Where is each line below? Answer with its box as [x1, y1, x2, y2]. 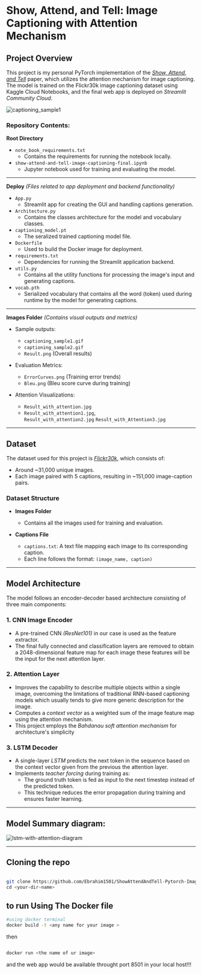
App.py [14, 196, 32, 202]
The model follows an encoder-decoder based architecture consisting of [6, 594, 186, 601]
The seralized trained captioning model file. [23, 233, 132, 240]
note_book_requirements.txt [14, 148, 85, 154]
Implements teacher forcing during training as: [14, 770, 130, 777]
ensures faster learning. [23, 796, 83, 803]
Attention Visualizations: [14, 391, 75, 398]
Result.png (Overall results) [23, 350, 92, 358]
